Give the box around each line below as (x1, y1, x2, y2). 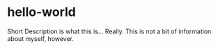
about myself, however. (7, 34, 75, 42)
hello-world (7, 4, 77, 20)
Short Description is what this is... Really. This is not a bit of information (7, 27, 212, 35)
